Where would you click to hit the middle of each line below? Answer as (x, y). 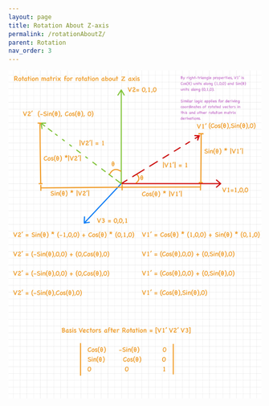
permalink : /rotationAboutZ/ (57, 34)
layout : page (30, 17)
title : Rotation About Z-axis (59, 25)
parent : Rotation (37, 43)
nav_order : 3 (30, 51)
